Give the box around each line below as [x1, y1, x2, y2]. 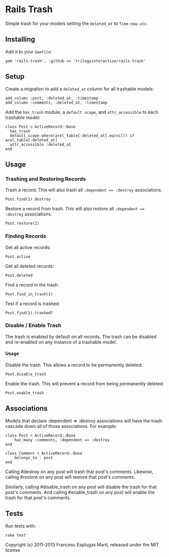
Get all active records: [5, 244, 51, 250]
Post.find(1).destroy [5, 197, 51, 202]
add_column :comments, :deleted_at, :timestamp [5, 100, 108, 105]
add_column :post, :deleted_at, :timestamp [5, 96, 99, 101]
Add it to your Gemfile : [5, 48, 52, 54]
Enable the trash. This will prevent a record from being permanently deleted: [5, 381, 164, 387]
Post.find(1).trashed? [5, 310, 53, 316]
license [5, 547, 20, 553]
